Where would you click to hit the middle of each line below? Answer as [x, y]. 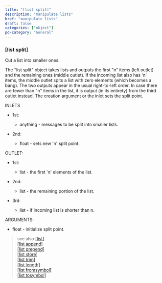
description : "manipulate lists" [39, 14]
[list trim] [26, 260]
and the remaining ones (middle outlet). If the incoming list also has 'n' [76, 75]
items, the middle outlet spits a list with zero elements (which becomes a [78, 80]
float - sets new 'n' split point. [49, 143]
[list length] [28, 265]
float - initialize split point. [38, 229]
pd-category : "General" [29, 32]
